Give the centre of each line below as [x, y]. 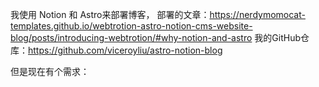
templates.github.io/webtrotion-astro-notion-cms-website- [131, 26]
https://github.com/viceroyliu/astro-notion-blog [125, 50]
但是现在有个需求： [50, 71]
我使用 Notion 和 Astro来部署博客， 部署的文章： [110, 14]
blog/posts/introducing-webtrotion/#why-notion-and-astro [131, 37]
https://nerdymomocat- [257, 14]
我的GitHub [277, 37]
